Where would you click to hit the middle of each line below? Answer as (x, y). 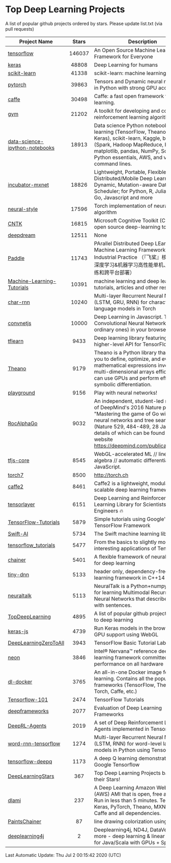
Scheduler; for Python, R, (124, 191)
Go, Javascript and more (123, 198)
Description (142, 41)
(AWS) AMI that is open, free (128, 794)
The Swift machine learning (127, 533)
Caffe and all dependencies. (127, 813)
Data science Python (119, 125)
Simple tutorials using (120, 519)
